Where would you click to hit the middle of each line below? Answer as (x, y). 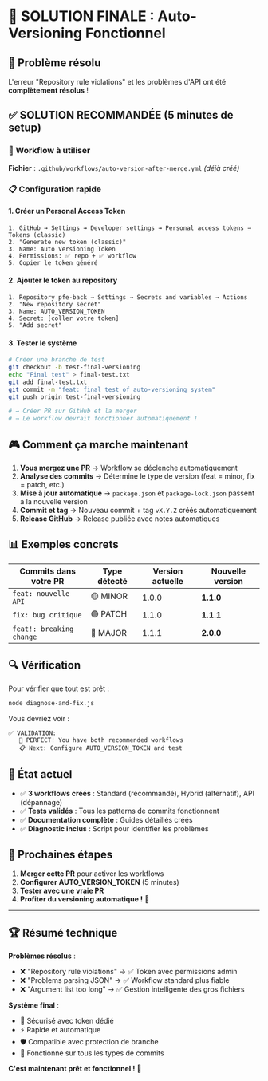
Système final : (34, 1005)
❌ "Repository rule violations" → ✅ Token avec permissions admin (128, 971)
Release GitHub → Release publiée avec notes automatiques (120, 519)
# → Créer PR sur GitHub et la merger (73, 411)
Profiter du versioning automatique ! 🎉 (85, 899)
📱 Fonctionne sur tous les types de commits (92, 1053)
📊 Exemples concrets (63, 544)
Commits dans (47, 571)
